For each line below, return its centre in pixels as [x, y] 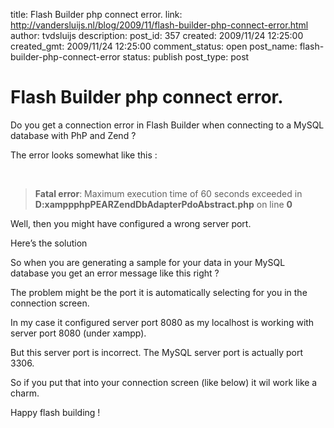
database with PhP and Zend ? [73, 135]
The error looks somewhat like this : [84, 155]
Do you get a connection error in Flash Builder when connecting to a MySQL [167, 125]
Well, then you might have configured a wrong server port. [131, 223]
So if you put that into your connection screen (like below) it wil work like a [164, 382]
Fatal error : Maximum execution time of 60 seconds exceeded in [168, 193]
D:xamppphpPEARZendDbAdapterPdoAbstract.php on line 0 [163, 204]
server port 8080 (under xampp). [78, 333]
